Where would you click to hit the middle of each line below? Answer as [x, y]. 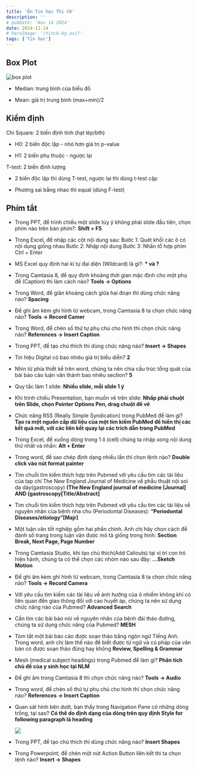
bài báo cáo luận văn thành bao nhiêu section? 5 [73, 375]
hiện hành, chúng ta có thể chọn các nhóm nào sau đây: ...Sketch [95, 559]
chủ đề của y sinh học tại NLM [52, 666]
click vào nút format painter [49, 464]
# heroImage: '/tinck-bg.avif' [44, 34]
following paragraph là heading [54, 720]
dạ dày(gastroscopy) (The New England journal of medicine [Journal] [100, 487]
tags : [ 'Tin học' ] [29, 39]
